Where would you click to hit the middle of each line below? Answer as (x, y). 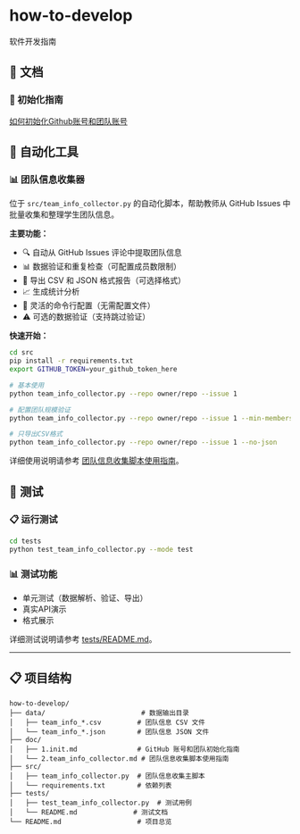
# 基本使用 (27, 385)
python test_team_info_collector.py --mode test (101, 549)
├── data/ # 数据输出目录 (99, 713)
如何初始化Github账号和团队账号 (68, 121)
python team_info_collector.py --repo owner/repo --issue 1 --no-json (143, 443)
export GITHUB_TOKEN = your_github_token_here (93, 370)
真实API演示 (44, 609)
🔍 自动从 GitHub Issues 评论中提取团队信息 (102, 253)
